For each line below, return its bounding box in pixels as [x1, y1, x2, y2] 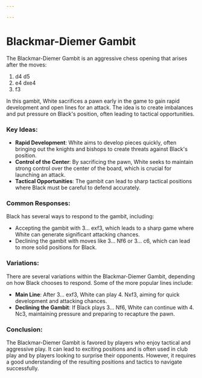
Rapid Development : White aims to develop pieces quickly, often [14, 138, 177, 146]
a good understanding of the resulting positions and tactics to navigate [6, 358, 183, 365]
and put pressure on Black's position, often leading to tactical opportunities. [6, 110, 195, 117]
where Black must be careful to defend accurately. [14, 184, 140, 191]
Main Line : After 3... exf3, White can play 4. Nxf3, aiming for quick [14, 291, 180, 298]
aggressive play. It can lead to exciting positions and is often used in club [6, 345, 188, 353]
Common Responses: [6, 199, 71, 207]
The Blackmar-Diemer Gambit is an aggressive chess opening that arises [6, 54, 188, 62]
